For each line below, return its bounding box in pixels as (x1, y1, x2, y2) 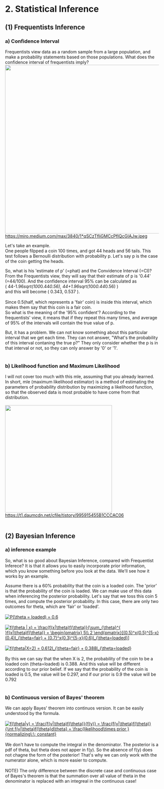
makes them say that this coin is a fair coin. (5, 304, 92, 310)
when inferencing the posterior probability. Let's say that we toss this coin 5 (5, 593, 158, 599)
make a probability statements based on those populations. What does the (5, 54, 155, 60)
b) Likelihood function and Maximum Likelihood (5, 362, 120, 369)
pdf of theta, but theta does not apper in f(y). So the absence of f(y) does (5, 747, 153, 753)
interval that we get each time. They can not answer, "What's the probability (5, 335, 158, 341)
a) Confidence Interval (5, 38, 60, 45)
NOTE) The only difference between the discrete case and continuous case (5, 768, 157, 774)
